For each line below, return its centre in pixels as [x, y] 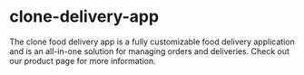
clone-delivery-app [84, 17]
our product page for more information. [83, 61]
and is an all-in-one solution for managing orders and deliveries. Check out [150, 51]
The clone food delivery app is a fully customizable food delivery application [152, 42]
